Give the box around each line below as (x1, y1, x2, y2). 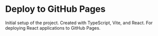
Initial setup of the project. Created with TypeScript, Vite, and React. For (5, 20, 153, 26)
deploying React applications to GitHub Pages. (5, 25, 101, 31)
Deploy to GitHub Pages (5, 3, 106, 15)
